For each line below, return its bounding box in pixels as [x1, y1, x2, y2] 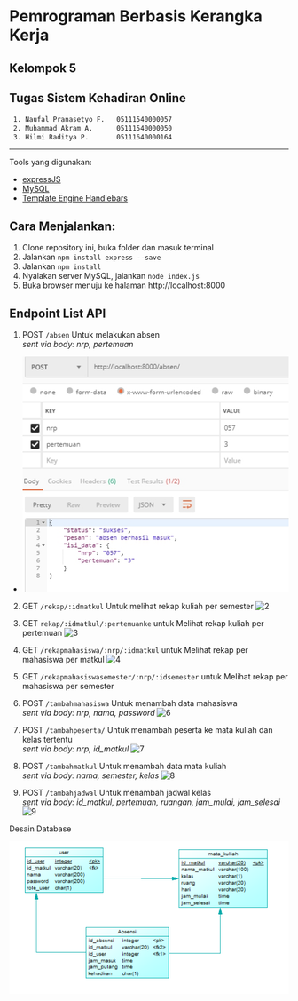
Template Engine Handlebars [21, 193, 129, 203]
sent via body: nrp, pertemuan [21, 339, 134, 350]
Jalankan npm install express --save [21, 251, 161, 263]
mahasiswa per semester [21, 680, 114, 691]
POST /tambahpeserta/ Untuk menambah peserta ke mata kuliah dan [21, 724, 273, 735]
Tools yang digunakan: [9, 157, 92, 168]
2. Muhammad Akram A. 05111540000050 [12, 124, 173, 133]
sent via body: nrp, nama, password [21, 707, 155, 718]
